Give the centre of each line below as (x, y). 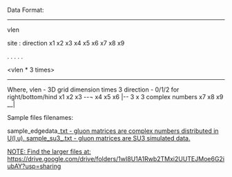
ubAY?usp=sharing (34, 166)
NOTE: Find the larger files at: (49, 152)
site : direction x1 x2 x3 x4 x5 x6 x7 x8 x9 (66, 43)
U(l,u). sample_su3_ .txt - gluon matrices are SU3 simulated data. (99, 138)
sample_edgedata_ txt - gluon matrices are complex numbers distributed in (113, 131)
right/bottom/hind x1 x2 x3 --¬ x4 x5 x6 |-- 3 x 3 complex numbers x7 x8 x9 (115, 97)
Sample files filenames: (40, 117)
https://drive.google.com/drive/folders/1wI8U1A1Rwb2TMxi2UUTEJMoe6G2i (116, 159)
